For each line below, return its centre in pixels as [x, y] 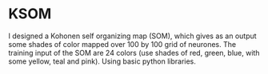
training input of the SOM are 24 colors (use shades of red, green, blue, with [134, 53]
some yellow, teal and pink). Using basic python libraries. [102, 61]
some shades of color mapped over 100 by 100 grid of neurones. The [122, 44]
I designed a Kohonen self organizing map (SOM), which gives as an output [133, 36]
